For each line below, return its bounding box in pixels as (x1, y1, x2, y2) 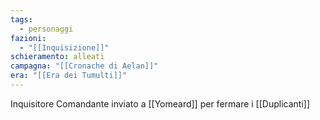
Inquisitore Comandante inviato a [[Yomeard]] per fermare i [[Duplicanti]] (10, 97, 311, 110)
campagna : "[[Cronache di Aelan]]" (10, 61, 159, 71)
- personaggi (19, 24, 74, 34)
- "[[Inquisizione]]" (19, 42, 110, 53)
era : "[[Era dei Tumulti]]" (10, 71, 128, 81)
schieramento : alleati (10, 52, 105, 62)
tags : (10, 14, 33, 25)
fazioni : (10, 33, 47, 43)
